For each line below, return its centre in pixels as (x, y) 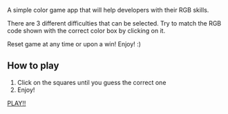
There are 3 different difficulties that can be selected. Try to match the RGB (114, 23)
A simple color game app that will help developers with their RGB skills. (108, 10)
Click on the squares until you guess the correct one (92, 82)
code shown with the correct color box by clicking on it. (86, 31)
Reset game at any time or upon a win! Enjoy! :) (74, 44)
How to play (33, 66)
